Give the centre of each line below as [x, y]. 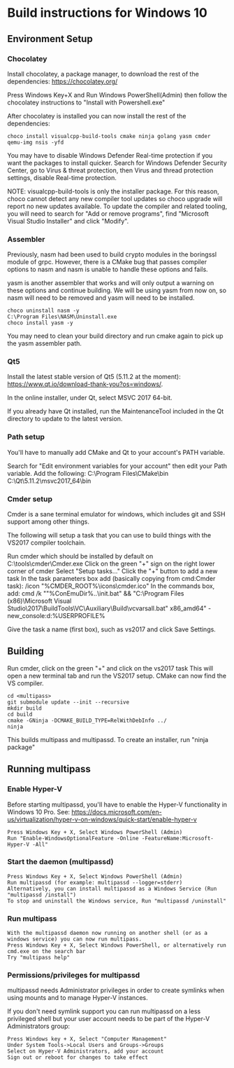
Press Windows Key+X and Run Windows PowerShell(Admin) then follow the [117, 95]
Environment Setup [50, 39]
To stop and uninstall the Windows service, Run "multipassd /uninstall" [117, 901]
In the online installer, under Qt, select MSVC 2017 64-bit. [90, 398]
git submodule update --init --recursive [68, 702]
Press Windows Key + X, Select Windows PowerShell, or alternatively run [117, 945]
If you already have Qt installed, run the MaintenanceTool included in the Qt [116, 411]
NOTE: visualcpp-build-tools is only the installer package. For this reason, [113, 191]
